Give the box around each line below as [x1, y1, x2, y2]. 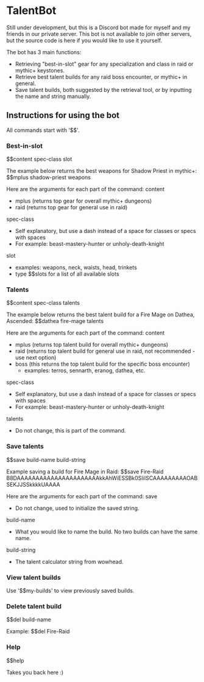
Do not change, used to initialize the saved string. [15, 504, 139, 512]
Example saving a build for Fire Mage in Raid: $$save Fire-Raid [6, 468, 164, 475]
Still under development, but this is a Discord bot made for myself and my [6, 24, 191, 31]
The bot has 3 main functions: [6, 48, 82, 55]
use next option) [15, 354, 57, 361]
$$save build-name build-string [6, 456, 86, 463]
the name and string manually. [15, 92, 91, 100]
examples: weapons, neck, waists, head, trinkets [15, 264, 137, 271]
